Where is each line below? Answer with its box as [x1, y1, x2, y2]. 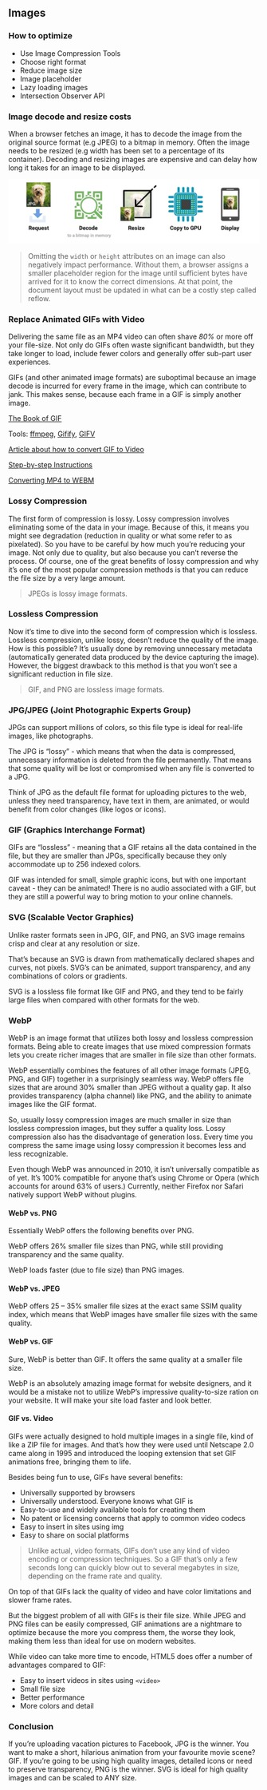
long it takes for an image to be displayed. [8, 163, 146, 173]
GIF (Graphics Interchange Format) [8, 824, 146, 835]
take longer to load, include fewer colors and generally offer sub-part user [8, 349, 253, 359]
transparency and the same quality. [8, 1250, 124, 1260]
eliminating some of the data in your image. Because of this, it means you [8, 522, 249, 532]
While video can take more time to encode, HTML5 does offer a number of [8, 1651, 253, 1661]
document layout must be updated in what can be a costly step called [27, 285, 257, 295]
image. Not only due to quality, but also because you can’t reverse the [8, 547, 238, 558]
